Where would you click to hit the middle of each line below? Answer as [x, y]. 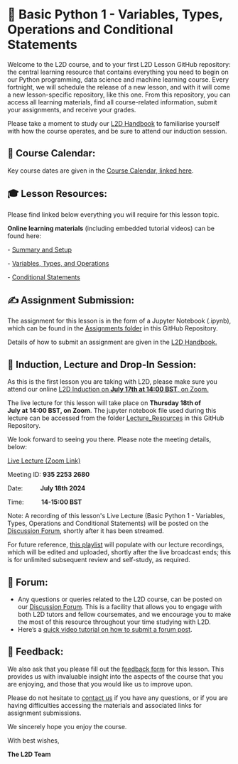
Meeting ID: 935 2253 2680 [49, 475]
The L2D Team [29, 754]
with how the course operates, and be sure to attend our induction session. [117, 131]
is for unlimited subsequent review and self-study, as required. [99, 560]
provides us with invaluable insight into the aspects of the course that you [115, 676]
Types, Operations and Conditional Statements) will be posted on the [108, 523]
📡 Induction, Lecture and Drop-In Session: [102, 364]
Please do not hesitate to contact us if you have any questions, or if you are [118, 698]
